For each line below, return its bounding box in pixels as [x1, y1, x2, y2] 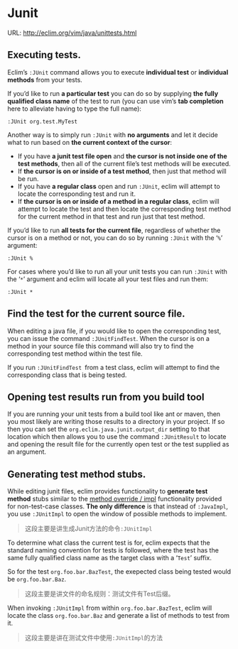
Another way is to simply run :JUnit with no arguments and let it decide [7, 130, 218, 139]
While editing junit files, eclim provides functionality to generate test [7, 487, 208, 496]
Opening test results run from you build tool [7, 391, 205, 403]
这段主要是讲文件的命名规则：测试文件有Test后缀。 [24, 589, 175, 598]
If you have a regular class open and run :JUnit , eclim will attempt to [17, 182, 220, 190]
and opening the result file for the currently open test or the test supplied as [7, 440, 229, 449]
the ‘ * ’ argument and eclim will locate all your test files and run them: [7, 275, 208, 283]
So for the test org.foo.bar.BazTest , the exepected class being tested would [7, 567, 232, 576]
